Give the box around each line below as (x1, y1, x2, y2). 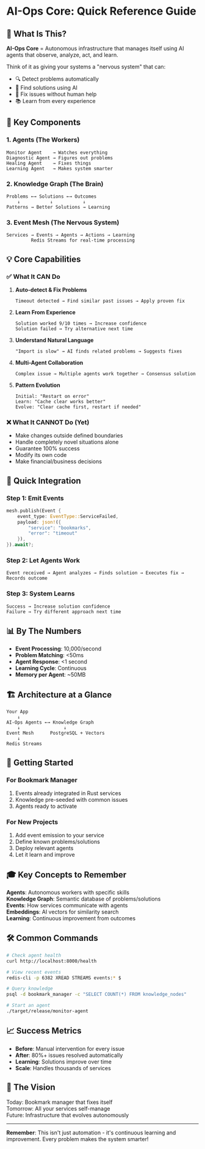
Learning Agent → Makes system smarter (6, 165, 113, 171)
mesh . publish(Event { (6, 508, 62, 514)
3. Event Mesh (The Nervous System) (6, 218, 120, 226)
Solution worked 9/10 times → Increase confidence (15, 320, 147, 326)
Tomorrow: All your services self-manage (6, 1104, 110, 1112)
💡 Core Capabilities (6, 254, 81, 264)
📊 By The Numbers (6, 626, 82, 636)
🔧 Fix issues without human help (15, 90, 97, 98)
